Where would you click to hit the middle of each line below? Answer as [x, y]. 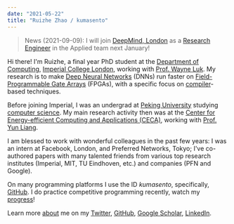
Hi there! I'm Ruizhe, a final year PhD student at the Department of [103, 61]
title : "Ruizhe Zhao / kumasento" [58, 20]
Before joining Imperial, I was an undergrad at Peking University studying [113, 105]
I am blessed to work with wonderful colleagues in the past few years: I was [117, 140]
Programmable [29, 84]
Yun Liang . [23, 127]
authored [20, 156]
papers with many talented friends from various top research [123, 156]
